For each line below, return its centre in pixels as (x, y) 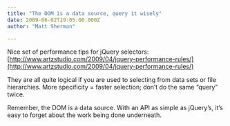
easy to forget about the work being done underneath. (85, 115)
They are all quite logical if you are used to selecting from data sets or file (112, 80)
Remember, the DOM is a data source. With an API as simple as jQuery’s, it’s (115, 108)
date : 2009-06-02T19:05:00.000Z (54, 20)
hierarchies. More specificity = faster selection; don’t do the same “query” (113, 87)
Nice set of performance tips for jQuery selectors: (78, 52)
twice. (16, 94)
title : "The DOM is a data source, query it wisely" (85, 13)
